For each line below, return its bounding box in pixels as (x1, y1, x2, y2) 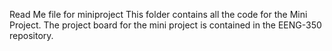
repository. (9, 30, 54, 41)
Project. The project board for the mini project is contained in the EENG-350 (9, 19, 322, 31)
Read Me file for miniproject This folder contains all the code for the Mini (9, 9, 308, 20)
